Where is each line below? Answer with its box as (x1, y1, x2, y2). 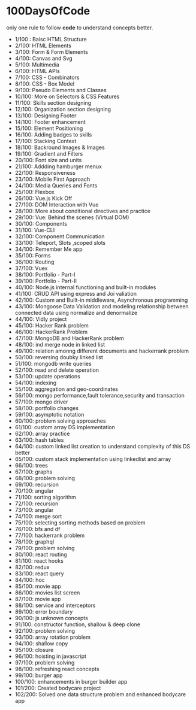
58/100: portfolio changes (14, 404, 79, 411)
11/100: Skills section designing (14, 99, 92, 106)
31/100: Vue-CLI (14, 226, 55, 233)
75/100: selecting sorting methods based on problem (14, 519, 146, 526)
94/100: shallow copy (14, 639, 68, 647)
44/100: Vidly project (14, 315, 67, 323)
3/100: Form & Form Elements (14, 48, 88, 55)
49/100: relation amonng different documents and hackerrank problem (14, 347, 189, 354)
